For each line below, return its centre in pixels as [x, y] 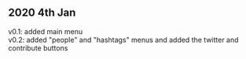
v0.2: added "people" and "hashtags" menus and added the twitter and [123, 40]
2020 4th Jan [42, 13]
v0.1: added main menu [46, 31]
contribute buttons [38, 48]
